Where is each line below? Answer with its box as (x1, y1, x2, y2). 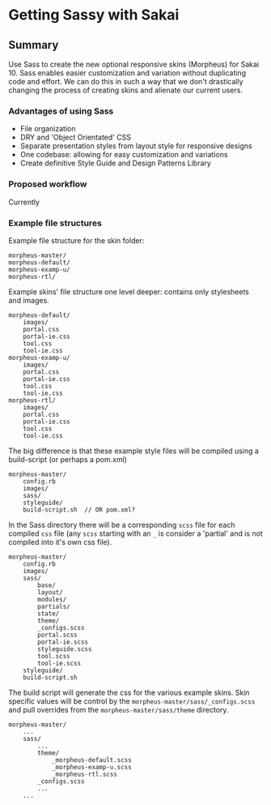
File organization (19, 124, 76, 134)
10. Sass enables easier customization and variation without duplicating (8, 68, 247, 78)
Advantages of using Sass (8, 105, 114, 117)
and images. (8, 295, 50, 305)
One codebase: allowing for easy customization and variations (19, 150, 228, 160)
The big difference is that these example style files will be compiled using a (8, 446, 259, 456)
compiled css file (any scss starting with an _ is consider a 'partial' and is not (8, 529, 263, 538)
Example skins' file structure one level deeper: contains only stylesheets (8, 286, 249, 297)
